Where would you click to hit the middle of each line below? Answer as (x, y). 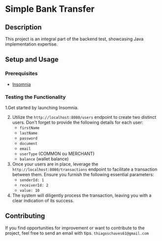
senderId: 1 (32, 180)
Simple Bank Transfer (50, 9)
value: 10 (30, 190)
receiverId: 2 (34, 185)
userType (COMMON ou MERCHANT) (57, 154)
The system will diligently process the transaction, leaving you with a (82, 195)
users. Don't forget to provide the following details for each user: (78, 122)
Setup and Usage (32, 60)
